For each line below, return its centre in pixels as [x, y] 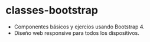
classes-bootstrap [52, 10]
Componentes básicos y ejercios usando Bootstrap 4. [79, 27]
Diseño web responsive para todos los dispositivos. [76, 33]
